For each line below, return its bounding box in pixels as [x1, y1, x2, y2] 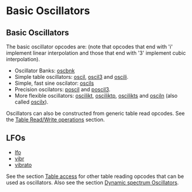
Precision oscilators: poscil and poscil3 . [14, 86, 110, 92]
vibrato [14, 161, 32, 168]
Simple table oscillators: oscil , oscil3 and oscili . [14, 74, 129, 80]
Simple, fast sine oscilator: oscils [14, 80, 94, 87]
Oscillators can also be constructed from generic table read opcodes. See [6, 110, 185, 117]
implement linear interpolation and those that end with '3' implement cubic [6, 49, 186, 57]
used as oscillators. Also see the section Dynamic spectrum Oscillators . [6, 178, 179, 186]
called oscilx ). [14, 98, 49, 105]
